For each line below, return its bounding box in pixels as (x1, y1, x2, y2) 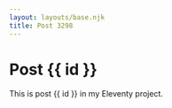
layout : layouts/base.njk (9, 12, 105, 22)
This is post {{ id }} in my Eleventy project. (9, 89, 164, 99)
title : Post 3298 (9, 21, 74, 30)
